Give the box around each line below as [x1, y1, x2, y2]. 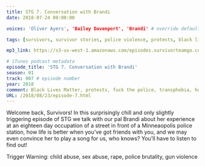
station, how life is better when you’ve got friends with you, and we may [6, 128, 187, 136]
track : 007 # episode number [6, 75, 81, 81]
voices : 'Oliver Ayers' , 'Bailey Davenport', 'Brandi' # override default [6, 26, 201, 32]
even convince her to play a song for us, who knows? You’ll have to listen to [6, 135, 197, 142]
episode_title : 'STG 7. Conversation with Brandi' [6, 64, 138, 71]
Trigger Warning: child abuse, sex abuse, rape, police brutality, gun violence [6, 153, 198, 161]
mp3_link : [6, 47, 32, 54]
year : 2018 [6, 81, 34, 87]
